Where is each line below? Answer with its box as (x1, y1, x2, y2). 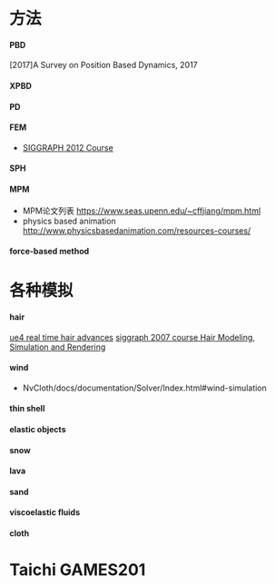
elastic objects (9, 423, 66, 434)
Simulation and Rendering (9, 342, 106, 352)
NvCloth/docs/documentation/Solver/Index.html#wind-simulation (22, 382, 268, 393)
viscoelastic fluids (9, 507, 80, 518)
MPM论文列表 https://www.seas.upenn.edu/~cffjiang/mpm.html (22, 205, 261, 216)
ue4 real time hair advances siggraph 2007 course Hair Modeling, (9, 332, 256, 342)
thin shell (9, 403, 45, 414)
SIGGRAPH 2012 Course (22, 142, 113, 153)
